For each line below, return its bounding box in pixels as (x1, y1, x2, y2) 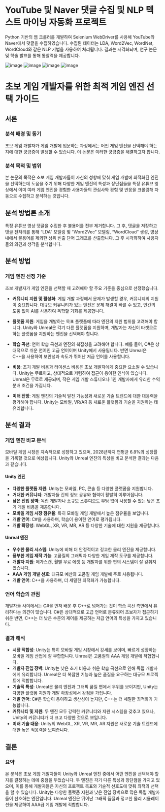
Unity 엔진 (5, 473, 26, 479)
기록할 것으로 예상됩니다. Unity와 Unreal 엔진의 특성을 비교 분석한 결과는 (10, 455, 150, 461)
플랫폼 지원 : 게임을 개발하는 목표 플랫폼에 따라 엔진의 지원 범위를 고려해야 (12, 318, 153, 324)
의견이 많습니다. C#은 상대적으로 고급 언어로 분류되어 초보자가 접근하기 (22, 609, 159, 615)
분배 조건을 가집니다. (12, 382, 52, 388)
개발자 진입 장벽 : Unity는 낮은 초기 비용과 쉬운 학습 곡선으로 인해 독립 (12, 665, 145, 671)
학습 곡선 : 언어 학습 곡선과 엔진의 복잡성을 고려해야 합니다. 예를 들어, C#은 (12, 341, 155, 347)
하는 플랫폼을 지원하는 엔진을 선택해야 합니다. (12, 330, 99, 336)
